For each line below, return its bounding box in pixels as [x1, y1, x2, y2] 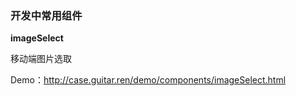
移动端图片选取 [10, 53, 72, 65]
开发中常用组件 [10, 8, 83, 22]
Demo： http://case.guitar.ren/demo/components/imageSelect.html [10, 74, 287, 86]
